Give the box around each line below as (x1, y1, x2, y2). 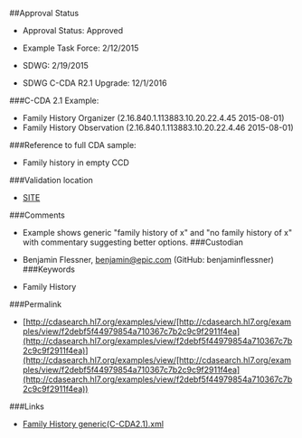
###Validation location (9, 175, 93, 185)
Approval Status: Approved (22, 25, 124, 35)
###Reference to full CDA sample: (9, 140, 137, 150)
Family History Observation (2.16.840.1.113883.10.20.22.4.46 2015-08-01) (22, 122, 294, 133)
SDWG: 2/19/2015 (22, 61, 89, 70)
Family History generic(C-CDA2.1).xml (22, 419, 165, 429)
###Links (9, 401, 45, 412)
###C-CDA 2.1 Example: (9, 95, 99, 106)
